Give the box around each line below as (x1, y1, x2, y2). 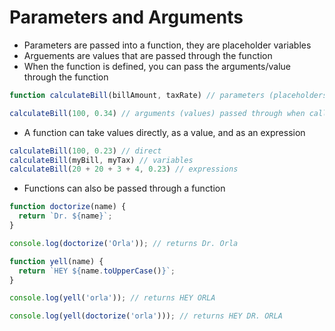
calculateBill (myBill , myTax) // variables (9, 155, 194, 165)
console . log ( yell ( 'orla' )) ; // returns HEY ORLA (9, 293, 216, 303)
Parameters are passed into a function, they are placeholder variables (23, 39, 312, 51)
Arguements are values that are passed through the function (23, 49, 273, 61)
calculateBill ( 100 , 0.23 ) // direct (9, 146, 162, 156)
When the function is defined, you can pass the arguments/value (23, 60, 291, 72)
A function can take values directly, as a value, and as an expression (23, 126, 306, 138)
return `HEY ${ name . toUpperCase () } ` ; (18, 266, 176, 276)
